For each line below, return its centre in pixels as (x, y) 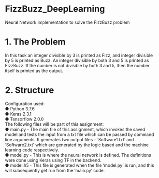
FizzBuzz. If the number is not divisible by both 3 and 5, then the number (77, 65)
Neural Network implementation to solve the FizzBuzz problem (67, 22)
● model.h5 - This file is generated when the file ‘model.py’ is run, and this (79, 165)
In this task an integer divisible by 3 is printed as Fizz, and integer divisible (79, 55)
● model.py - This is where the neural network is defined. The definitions (78, 155)
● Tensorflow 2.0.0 (24, 119)
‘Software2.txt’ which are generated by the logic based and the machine (77, 145)
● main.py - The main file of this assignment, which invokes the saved (75, 129)
